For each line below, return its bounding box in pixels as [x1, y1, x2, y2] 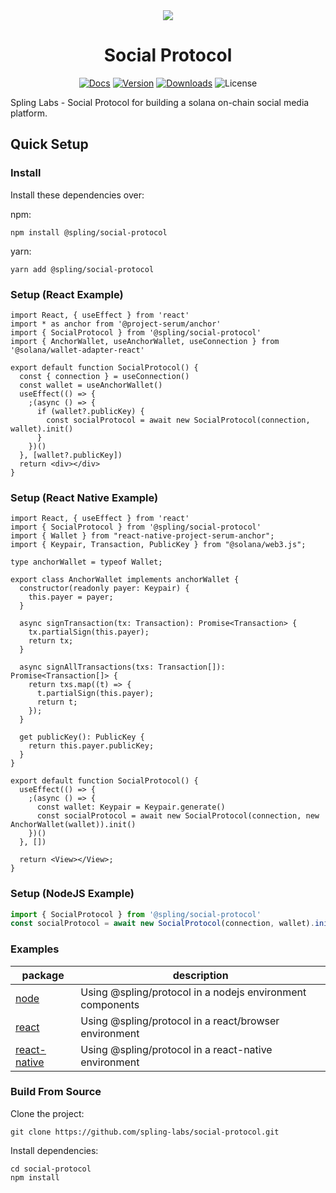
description [172, 968, 229, 982]
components [80, 997, 140, 1011]
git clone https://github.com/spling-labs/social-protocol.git [10, 1127, 280, 1137]
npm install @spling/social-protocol [10, 227, 168, 238]
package [21, 968, 65, 982]
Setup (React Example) [10, 287, 124, 301]
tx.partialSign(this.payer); [28, 627, 150, 638]
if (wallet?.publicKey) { [36, 406, 145, 416]
